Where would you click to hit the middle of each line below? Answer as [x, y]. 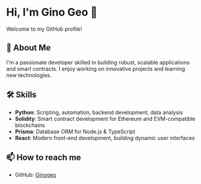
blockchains [30, 125]
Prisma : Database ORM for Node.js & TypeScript [75, 131]
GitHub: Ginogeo [36, 175]
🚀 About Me [28, 48]
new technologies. [29, 75]
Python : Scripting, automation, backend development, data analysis [99, 112]
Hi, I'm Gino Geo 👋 [52, 12]
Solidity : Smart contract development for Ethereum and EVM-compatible [105, 118]
